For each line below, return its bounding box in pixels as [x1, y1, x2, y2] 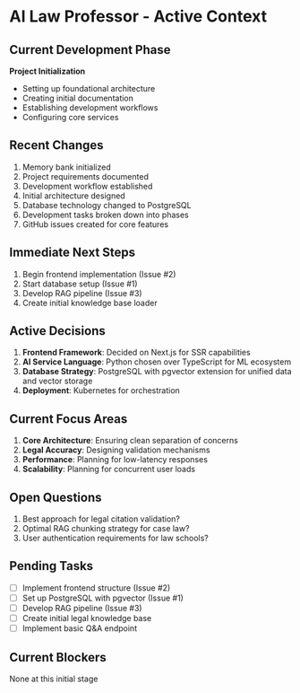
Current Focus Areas [9, 411, 128, 426]
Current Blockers [9, 649, 107, 665]
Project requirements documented [21, 171, 150, 181]
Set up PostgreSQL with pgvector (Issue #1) [21, 592, 184, 603]
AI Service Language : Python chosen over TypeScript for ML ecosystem [21, 356, 292, 367]
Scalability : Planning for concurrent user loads [21, 464, 195, 475]
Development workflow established [21, 180, 153, 191]
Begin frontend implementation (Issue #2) [21, 268, 176, 279]
